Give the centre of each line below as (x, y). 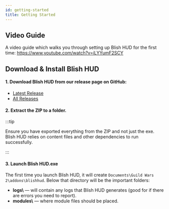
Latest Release (28, 93)
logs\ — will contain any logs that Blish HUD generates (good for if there (88, 190)
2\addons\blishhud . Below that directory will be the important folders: (78, 181)
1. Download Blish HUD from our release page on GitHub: (66, 82)
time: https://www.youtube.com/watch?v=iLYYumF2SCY (64, 53)
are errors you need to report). (44, 196)
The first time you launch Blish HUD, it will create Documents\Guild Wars (79, 175)
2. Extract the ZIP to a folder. (36, 110)
